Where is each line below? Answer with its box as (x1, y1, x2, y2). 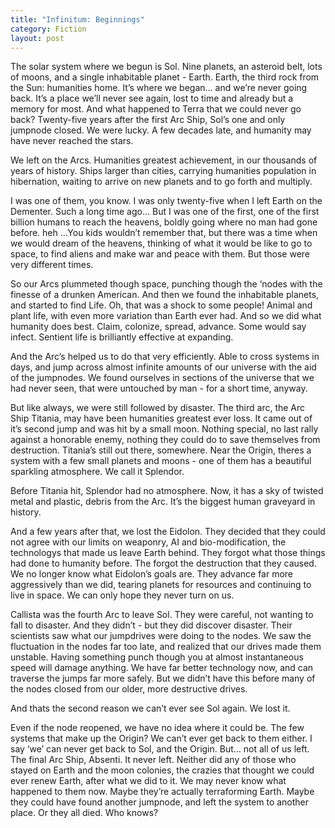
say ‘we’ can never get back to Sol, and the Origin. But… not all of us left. (10, 743, 310, 755)
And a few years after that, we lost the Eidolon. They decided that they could (10, 526, 326, 538)
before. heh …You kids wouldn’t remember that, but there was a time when (10, 227, 318, 239)
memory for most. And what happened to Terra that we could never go (10, 103, 302, 115)
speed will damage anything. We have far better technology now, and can (10, 662, 314, 674)
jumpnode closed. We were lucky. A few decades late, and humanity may (10, 124, 312, 136)
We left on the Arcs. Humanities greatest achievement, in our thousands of (10, 154, 318, 166)
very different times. (10, 259, 94, 271)
